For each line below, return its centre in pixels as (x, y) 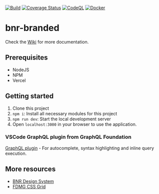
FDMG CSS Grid (29, 186)
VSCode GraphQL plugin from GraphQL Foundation (68, 137)
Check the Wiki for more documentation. (47, 42)
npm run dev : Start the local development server (61, 119)
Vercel (19, 80)
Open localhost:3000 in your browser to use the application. (74, 124)
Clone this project (30, 108)
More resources (30, 169)
